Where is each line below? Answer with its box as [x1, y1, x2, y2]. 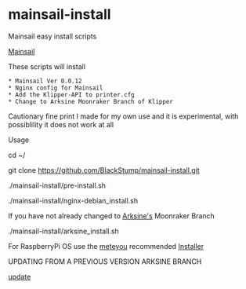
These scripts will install [8, 61, 86, 71]
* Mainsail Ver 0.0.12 [8, 77, 82, 85]
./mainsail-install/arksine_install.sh [8, 226, 119, 236]
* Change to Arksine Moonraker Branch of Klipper [8, 97, 174, 105]
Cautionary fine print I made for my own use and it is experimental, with [8, 112, 239, 121]
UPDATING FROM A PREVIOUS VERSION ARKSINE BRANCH [8, 257, 202, 266]
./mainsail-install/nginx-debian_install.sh [8, 196, 139, 205]
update [8, 272, 31, 281]
